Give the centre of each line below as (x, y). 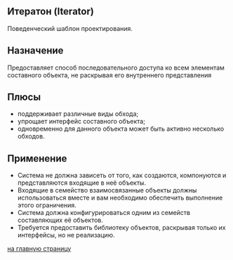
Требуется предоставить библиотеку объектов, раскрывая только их (121, 228)
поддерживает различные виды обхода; (78, 114)
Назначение (35, 51)
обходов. (31, 136)
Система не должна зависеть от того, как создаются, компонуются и (122, 176)
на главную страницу (39, 249)
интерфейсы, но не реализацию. (66, 235)
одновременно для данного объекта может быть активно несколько (121, 129)
